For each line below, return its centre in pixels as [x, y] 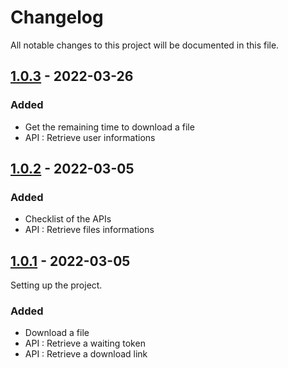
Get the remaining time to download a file [109, 127]
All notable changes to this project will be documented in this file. [145, 45]
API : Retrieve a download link [86, 354]
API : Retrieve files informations [89, 230]
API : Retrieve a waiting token [85, 343]
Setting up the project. [56, 285]
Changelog [57, 17]
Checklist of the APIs [68, 219]
